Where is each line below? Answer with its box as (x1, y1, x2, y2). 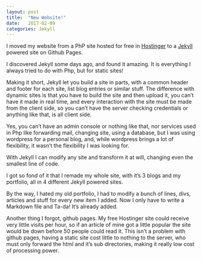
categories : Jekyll (6, 25, 56, 32)
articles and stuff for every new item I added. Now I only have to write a (6, 196, 184, 204)
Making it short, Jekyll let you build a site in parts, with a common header (6, 79, 189, 86)
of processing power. (6, 247, 59, 255)
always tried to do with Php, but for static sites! (6, 67, 124, 75)
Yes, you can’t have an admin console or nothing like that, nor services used (6, 122, 197, 130)
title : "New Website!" (6, 15, 67, 21)
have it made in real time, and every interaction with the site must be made (6, 98, 192, 105)
